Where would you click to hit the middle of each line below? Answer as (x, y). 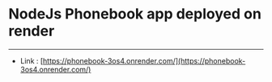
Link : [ (32, 60)
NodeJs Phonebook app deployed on (135, 14)
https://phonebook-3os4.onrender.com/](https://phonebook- (144, 60)
